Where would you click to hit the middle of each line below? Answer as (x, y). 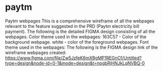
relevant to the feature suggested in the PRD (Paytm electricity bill (72, 26)
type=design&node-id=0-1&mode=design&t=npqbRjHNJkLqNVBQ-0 (75, 63)
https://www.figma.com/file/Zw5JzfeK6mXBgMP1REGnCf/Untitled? (73, 58)
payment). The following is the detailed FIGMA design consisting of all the (80, 31)
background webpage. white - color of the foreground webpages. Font (77, 42)
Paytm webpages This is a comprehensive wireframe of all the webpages (80, 21)
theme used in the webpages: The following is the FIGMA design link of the (81, 47)
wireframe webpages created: (36, 52)
